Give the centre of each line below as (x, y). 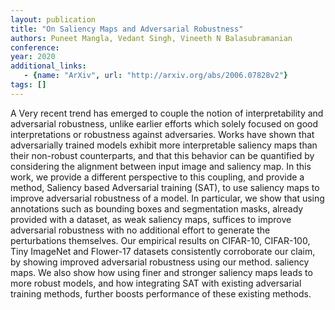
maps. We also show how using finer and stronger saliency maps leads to (161, 272)
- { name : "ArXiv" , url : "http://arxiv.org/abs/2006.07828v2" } (156, 76)
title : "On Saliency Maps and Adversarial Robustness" (127, 29)
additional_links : (48, 66)
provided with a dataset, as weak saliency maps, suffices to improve (151, 219)
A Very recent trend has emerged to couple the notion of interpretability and (167, 113)
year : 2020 (33, 57)
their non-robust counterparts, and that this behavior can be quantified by (162, 155)
